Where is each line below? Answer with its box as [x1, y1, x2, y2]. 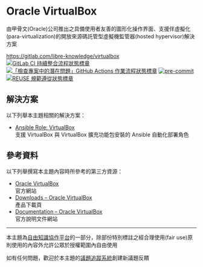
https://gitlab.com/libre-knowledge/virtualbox [6, 52, 120, 59]
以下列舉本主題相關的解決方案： [6, 111, 86, 119]
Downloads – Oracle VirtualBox [14, 194, 92, 201]
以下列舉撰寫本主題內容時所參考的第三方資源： [6, 167, 123, 175]
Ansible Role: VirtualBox [14, 123, 75, 131]
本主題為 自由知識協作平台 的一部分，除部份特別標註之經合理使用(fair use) [6, 234, 188, 241]
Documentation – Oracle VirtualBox [14, 208, 103, 215]
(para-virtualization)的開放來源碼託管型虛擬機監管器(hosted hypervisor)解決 [6, 32, 195, 40]
